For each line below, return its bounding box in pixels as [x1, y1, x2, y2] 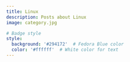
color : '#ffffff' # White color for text [11, 47, 119, 53]
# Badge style [6, 30, 42, 36]
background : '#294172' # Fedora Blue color [11, 41, 124, 47]
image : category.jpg [6, 19, 58, 25]
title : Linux [6, 8, 39, 15]
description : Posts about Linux [6, 14, 86, 20]
